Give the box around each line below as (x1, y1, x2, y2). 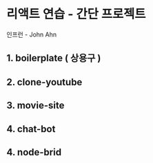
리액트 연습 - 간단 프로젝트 (6, 6, 146, 22)
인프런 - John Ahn (6, 30, 57, 39)
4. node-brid (6, 146, 62, 158)
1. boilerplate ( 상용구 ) (6, 52, 101, 64)
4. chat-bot (6, 123, 56, 135)
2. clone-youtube (6, 76, 83, 88)
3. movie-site (6, 100, 65, 111)
